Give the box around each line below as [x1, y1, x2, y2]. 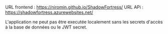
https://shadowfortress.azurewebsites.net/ [5, 9, 94, 15]
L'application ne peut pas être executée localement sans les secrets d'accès [5, 19, 163, 25]
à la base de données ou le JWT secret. [5, 24, 88, 30]
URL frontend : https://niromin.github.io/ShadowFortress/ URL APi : [5, 4, 144, 10]
